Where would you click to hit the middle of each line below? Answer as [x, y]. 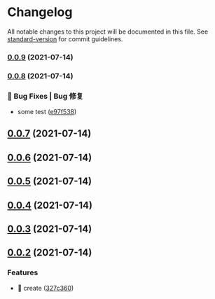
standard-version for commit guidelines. [65, 39]
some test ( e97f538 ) [47, 112]
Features [23, 272]
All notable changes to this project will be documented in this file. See [108, 32]
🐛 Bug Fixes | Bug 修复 [46, 96]
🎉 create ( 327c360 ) [46, 288]
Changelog [40, 12]
